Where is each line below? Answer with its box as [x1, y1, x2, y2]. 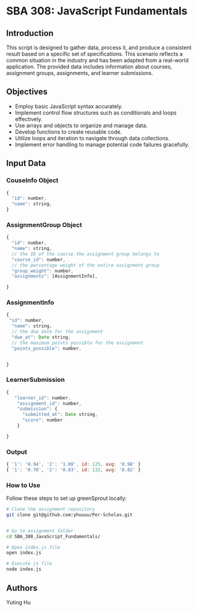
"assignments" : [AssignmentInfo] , [11, 273, 98, 279]
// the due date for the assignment [11, 328, 103, 335]
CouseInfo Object [6, 176, 59, 185]
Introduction [6, 28, 54, 38]
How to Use [6, 481, 41, 489]
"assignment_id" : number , [17, 400, 82, 406]
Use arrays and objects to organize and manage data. [14, 122, 148, 129]
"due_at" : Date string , [11, 334, 71, 340]
